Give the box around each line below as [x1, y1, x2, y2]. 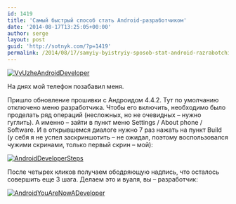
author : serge [7, 29, 49, 37]
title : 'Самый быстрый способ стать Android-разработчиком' [7, 17, 188, 24]
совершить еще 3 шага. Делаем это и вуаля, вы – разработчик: [7, 175, 198, 183]
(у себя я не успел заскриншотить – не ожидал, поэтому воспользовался [7, 132, 228, 141]
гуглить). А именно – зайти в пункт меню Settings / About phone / [7, 118, 203, 126]
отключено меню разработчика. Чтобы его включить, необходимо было [7, 103, 226, 111]
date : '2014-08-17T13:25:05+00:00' [7, 23, 112, 30]
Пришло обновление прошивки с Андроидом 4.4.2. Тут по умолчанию [7, 95, 219, 104]
